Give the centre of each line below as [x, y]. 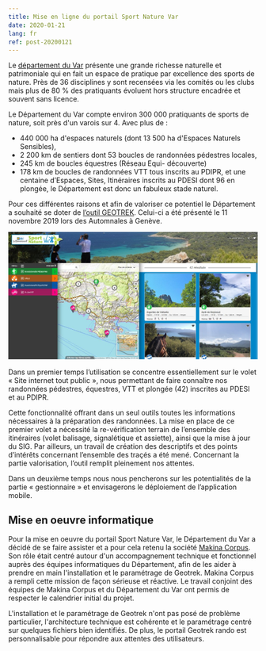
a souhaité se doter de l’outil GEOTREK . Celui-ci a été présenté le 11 [118, 213]
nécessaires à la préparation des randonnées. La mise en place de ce [122, 421]
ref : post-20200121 [40, 42]
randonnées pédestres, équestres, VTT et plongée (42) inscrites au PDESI [129, 389]
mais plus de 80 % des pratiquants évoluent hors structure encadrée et [125, 90]
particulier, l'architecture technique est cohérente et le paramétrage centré [130, 622]
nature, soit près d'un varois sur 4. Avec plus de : [88, 123]
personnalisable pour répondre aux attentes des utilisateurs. [106, 639]
